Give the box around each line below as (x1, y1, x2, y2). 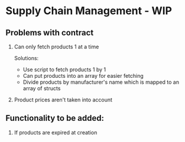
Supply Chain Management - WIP (5, 4, 173, 18)
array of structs (22, 85, 61, 92)
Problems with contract (5, 28, 94, 38)
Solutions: (14, 55, 39, 61)
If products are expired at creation (14, 128, 98, 136)
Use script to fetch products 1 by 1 (22, 66, 106, 73)
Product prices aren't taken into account (14, 96, 113, 103)
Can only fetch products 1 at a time (14, 43, 99, 50)
